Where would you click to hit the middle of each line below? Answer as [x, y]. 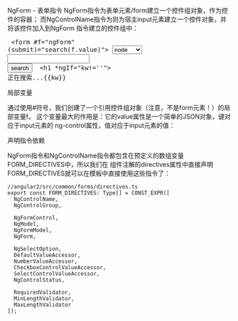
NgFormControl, [36, 218]
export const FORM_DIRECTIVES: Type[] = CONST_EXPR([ [89, 193]
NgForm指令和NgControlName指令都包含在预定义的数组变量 [96, 156]
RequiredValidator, [43, 293]
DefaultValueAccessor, [47, 255]
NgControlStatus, [39, 280]
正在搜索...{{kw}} [37, 78]
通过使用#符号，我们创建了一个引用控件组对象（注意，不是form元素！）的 [116, 108]
